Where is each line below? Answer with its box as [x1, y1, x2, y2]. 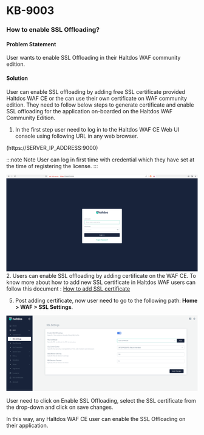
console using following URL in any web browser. [15, 132, 138, 140]
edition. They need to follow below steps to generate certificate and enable [6, 101, 194, 108]
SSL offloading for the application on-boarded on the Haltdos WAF [6, 107, 173, 115]
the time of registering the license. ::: [6, 162, 98, 169]
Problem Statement [6, 40, 56, 48]
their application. [6, 422, 49, 429]
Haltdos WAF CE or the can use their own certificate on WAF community [6, 94, 187, 102]
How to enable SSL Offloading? [6, 26, 100, 34]
